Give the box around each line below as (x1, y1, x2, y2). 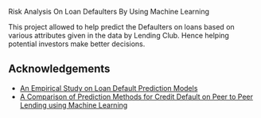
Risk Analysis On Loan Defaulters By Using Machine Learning (8, 7, 209, 16)
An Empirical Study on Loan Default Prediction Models (19, 83, 198, 92)
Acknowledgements (8, 62, 111, 76)
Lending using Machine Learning (19, 100, 128, 110)
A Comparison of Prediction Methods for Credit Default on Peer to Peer (19, 92, 253, 101)
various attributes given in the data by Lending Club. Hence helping (8, 31, 229, 40)
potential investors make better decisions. (8, 39, 146, 49)
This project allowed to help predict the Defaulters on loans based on (8, 22, 235, 31)
